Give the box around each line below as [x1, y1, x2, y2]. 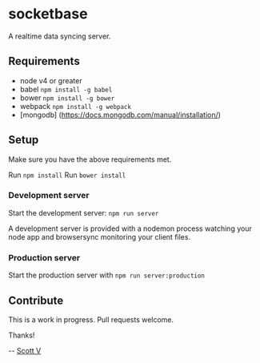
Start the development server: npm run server [8, 208, 159, 217]
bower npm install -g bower [19, 93, 115, 103]
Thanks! [8, 330, 35, 340]
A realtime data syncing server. [8, 31, 111, 41]
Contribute [8, 293, 64, 307]
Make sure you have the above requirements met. [8, 154, 172, 164]
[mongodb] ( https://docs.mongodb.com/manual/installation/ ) [19, 110, 222, 119]
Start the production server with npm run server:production [8, 270, 206, 280]
